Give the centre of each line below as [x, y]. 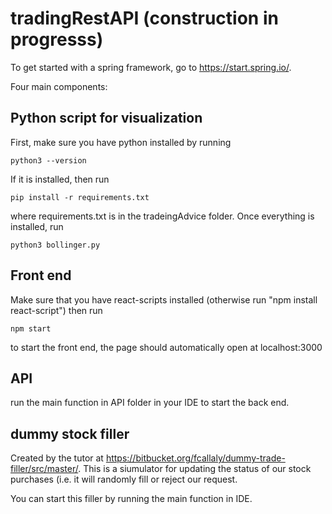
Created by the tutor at [57, 458]
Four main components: [59, 86]
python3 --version [48, 160]
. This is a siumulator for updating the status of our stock [195, 469]
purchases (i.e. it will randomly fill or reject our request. [124, 479]
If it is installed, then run [60, 179]
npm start [31, 328]
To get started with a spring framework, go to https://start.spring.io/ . [151, 67]
